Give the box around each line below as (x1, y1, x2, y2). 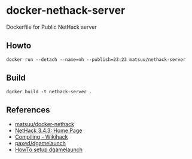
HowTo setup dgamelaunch (14, 146, 83, 153)
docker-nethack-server (6, 4, 126, 17)
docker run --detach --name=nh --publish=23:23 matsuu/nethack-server (6, 56, 186, 63)
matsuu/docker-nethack (14, 121, 75, 128)
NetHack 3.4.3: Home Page (14, 127, 83, 134)
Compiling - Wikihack (14, 133, 68, 140)
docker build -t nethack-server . (6, 88, 93, 94)
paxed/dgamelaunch (14, 140, 66, 147)
